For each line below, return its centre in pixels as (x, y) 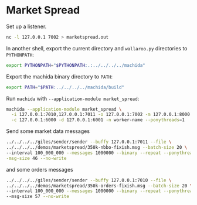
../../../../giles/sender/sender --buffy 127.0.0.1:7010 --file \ (89, 180)
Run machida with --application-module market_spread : (73, 98)
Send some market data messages (48, 131)
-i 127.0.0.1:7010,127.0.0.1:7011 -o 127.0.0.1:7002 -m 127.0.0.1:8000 (101, 115)
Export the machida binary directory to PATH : (60, 76)
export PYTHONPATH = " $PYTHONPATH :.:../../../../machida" (76, 65)
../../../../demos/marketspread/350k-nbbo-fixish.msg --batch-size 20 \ (97, 148)
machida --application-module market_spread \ (64, 109)
